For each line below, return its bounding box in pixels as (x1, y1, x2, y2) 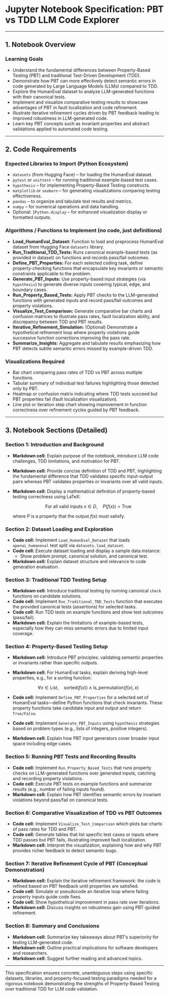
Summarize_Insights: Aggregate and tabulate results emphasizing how (12, 340, 161, 346)
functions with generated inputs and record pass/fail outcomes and (12, 297, 152, 303)
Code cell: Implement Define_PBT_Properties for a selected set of (12, 695, 149, 701)
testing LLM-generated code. (12, 939, 74, 945)
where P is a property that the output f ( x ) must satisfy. (12, 513, 125, 519)
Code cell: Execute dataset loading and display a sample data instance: (12, 548, 161, 554)
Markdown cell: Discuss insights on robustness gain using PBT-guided (12, 904, 160, 910)
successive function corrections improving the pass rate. (12, 335, 131, 341)
